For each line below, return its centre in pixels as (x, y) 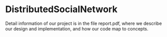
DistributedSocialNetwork (61, 9)
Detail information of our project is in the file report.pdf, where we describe (84, 23)
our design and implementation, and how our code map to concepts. (77, 28)
